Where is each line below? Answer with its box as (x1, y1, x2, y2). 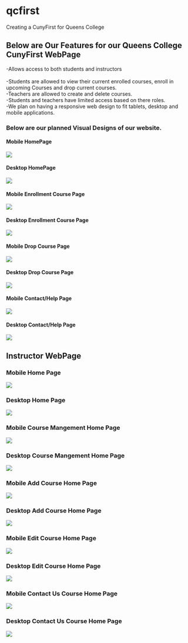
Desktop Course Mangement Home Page (6, 451, 125, 459)
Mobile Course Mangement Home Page (6, 424, 120, 432)
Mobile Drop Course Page (6, 243, 70, 250)
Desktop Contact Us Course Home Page (6, 617, 122, 625)
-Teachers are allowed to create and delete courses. (6, 90, 133, 97)
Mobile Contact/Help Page (6, 295, 72, 302)
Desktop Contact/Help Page (6, 321, 76, 328)
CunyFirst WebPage (6, 50, 81, 60)
